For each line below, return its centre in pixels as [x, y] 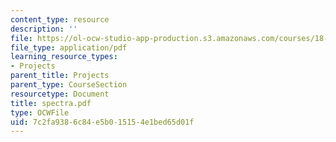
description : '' [44, 29]
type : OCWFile [40, 112]
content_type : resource [60, 19]
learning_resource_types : [64, 57]
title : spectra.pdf [51, 103]
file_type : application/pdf [69, 47]
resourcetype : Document [60, 94]
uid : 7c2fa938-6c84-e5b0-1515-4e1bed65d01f [102, 122]
